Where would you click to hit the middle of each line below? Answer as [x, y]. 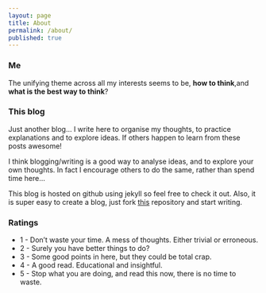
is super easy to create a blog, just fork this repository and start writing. [125, 202]
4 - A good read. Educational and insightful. [91, 265]
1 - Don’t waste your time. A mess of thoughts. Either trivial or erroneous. [139, 240]
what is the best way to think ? [58, 91]
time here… [27, 178]
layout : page [30, 15]
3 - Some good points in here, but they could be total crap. [116, 257]
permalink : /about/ [40, 30]
